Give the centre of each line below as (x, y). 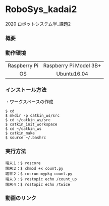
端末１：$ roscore (23, 163)
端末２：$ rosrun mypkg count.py (39, 174)
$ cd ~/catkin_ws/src (28, 120)
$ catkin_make (20, 133)
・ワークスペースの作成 (29, 102)
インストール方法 (26, 90)
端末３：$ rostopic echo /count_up (41, 179)
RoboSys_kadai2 (41, 9)
